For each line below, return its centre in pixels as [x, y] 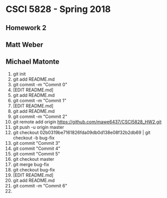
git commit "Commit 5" [36, 153]
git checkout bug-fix [34, 169]
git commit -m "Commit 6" [40, 185]
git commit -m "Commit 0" [40, 84]
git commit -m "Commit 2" [40, 116]
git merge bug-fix [31, 164]
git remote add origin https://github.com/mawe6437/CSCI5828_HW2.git [87, 122]
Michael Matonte [32, 62]
